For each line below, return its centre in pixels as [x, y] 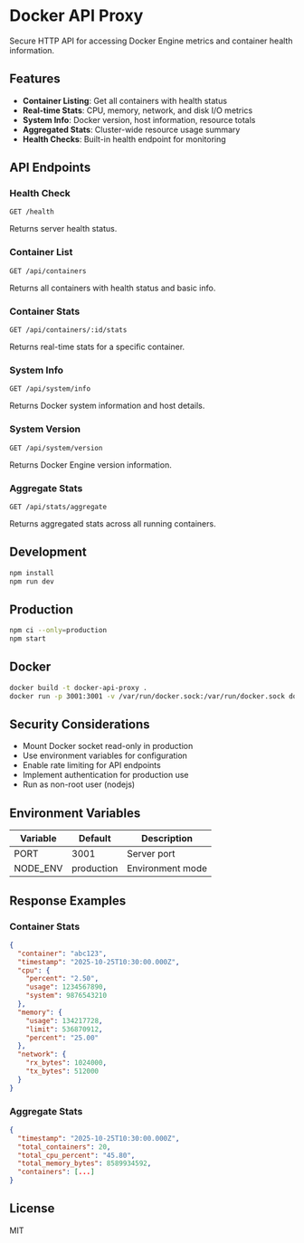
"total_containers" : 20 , [64, 1147]
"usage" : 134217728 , [64, 1020]
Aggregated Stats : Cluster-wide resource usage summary [131, 129]
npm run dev [32, 581]
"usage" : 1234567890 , [66, 987]
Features [35, 79]
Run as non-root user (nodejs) [79, 784]
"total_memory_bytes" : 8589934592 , [85, 1163]
